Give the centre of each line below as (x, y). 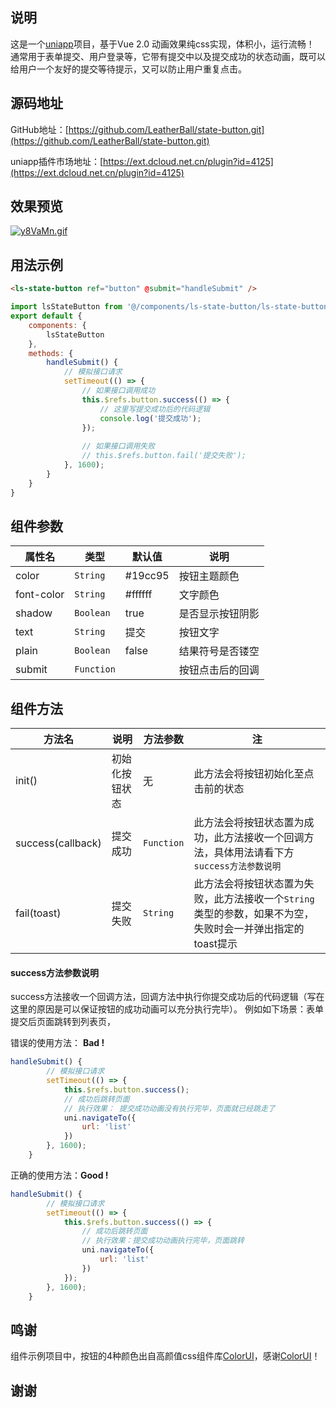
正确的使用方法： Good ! (59, 1175)
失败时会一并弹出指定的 (249, 929)
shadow (34, 613)
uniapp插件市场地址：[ (57, 161)
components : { (57, 325)
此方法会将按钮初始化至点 (254, 774)
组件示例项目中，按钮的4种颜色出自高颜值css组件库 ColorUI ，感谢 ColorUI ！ (165, 1356)
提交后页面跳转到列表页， (63, 1022)
